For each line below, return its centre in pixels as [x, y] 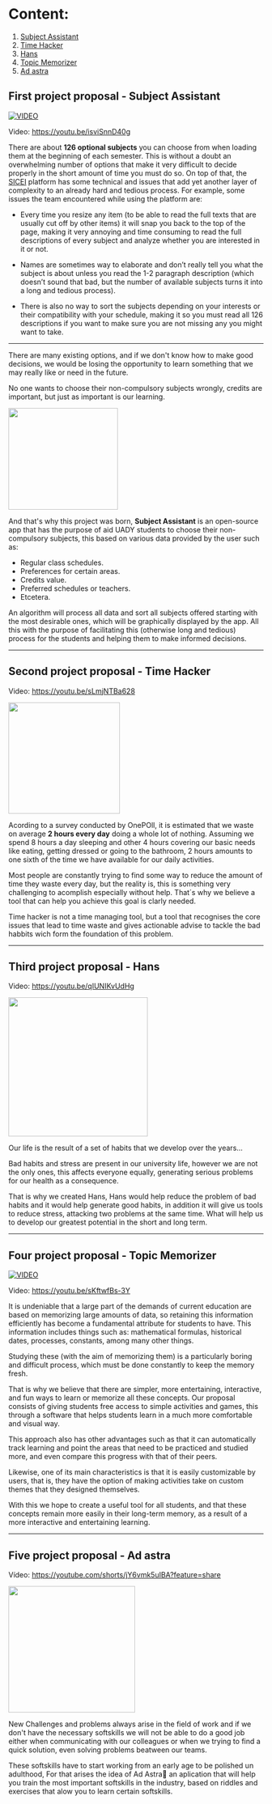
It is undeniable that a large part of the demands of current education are [130, 1306]
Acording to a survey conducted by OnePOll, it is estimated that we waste [131, 825]
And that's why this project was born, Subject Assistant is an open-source [134, 521]
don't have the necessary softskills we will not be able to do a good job [127, 1732]
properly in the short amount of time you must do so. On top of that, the [127, 173]
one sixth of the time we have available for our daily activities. [111, 860]
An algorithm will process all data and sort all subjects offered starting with [133, 613]
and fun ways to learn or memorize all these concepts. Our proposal [122, 1398]
